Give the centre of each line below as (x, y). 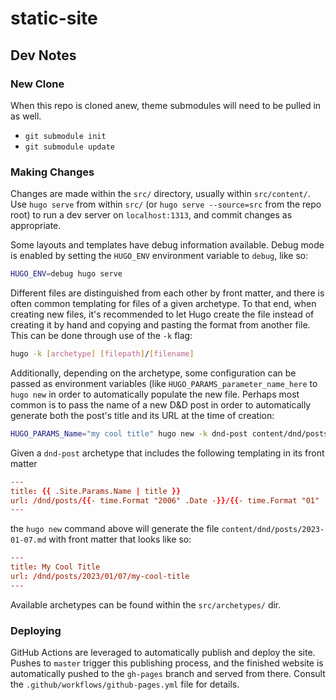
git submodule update (69, 147)
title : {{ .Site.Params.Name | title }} (96, 491)
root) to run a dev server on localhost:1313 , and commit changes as (151, 215)
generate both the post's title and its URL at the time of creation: (142, 415)
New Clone (37, 84)
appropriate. (36, 226)
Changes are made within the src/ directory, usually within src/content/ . (160, 194)
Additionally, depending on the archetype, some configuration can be (153, 373)
